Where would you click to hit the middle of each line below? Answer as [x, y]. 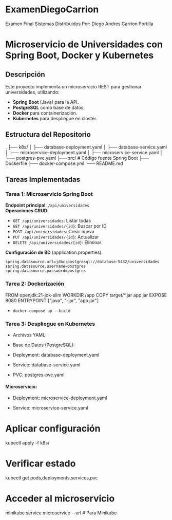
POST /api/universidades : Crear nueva [54, 232]
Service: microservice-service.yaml [50, 408]
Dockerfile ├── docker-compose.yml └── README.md [64, 163]
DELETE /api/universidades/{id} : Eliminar [57, 243]
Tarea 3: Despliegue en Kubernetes [50, 324]
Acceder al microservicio [60, 499]
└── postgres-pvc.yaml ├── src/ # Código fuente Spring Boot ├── [77, 158]
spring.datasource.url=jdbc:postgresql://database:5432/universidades [82, 262]
